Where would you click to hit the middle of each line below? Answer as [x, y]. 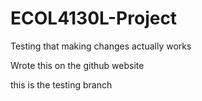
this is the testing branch [61, 84]
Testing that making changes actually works [101, 46]
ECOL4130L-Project [94, 18]
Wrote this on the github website [77, 65]
